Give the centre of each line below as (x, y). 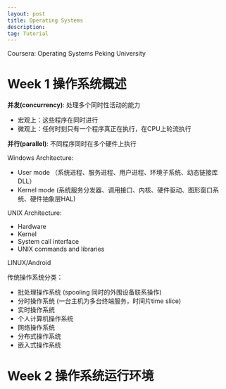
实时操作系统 (36, 310)
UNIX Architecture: (34, 213)
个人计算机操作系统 (45, 319)
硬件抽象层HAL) (53, 199)
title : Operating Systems (45, 20)
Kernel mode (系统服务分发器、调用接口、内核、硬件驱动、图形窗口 (115, 190)
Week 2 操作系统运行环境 (81, 376)
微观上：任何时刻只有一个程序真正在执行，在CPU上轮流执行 (104, 129)
